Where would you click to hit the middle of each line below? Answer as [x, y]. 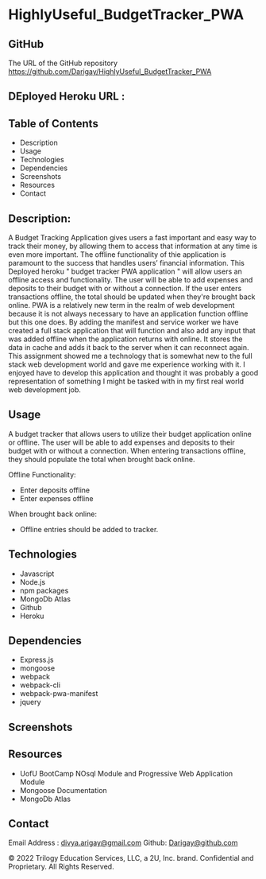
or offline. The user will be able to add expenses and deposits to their [122, 442]
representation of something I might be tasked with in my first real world [126, 381]
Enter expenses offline [56, 498]
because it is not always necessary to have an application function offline [128, 314]
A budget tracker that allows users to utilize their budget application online [130, 434]
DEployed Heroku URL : [67, 97]
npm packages [44, 590]
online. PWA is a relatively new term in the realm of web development [121, 305]
